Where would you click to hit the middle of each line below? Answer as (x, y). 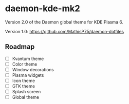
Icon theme (23, 81)
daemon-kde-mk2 (43, 9)
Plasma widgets (28, 75)
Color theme (25, 64)
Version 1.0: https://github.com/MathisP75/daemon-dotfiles (64, 31)
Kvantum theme (28, 59)
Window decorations (33, 69)
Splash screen (27, 92)
